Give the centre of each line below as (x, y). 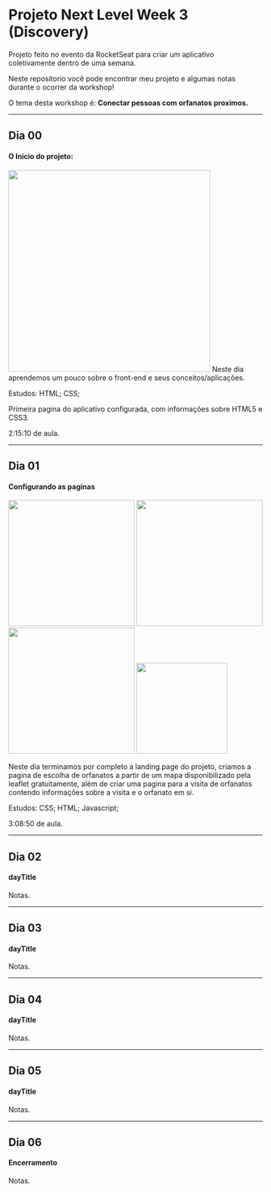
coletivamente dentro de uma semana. (72, 63)
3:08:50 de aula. (35, 824)
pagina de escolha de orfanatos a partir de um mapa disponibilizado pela (130, 776)
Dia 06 (25, 1142)
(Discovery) (49, 32)
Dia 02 (25, 857)
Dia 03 (25, 929)
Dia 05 (25, 1071)
